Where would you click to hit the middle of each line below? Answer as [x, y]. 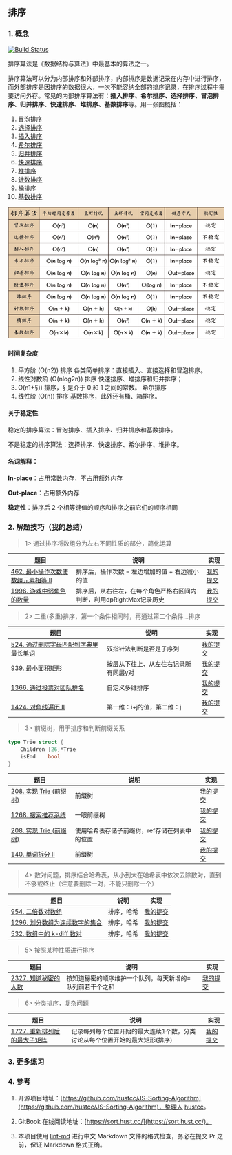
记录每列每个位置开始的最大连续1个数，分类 [134, 1031]
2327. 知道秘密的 [35, 978]
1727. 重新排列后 [35, 1031]
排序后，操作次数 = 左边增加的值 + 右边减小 [137, 571]
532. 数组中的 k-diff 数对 [46, 933]
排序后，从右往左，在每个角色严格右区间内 [136, 591]
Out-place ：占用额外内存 [44, 493]
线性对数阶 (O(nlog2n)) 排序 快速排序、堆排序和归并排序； [100, 379]
